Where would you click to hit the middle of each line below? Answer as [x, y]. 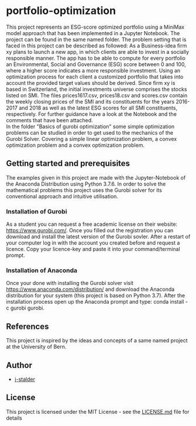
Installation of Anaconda [42, 270]
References [27, 326]
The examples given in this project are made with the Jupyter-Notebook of [96, 177]
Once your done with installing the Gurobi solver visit [70, 283]
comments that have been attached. [50, 120]
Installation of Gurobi [37, 211]
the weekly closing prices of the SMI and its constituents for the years [90, 101]
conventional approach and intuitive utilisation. [62, 196]
